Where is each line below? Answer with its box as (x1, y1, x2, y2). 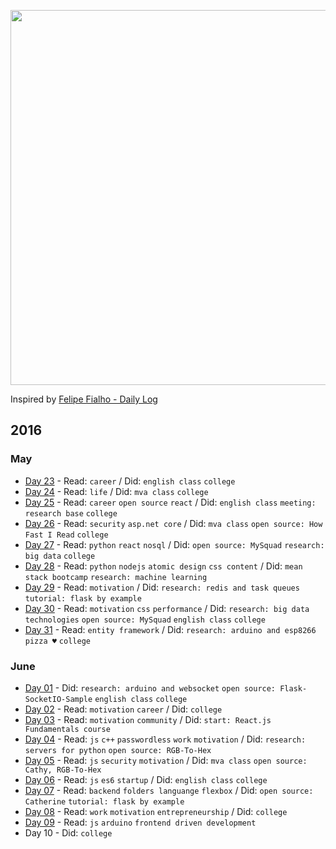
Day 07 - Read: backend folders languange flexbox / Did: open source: (24, 784, 314, 796)
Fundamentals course (24, 724, 111, 734)
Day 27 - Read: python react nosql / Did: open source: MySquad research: (24, 538, 325, 550)
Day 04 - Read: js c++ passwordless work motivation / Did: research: (24, 733, 307, 745)
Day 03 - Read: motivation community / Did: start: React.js (24, 713, 272, 725)
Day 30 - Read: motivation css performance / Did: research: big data (24, 602, 310, 614)
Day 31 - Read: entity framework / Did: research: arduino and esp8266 (24, 623, 317, 635)
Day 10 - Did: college (24, 826, 113, 839)
